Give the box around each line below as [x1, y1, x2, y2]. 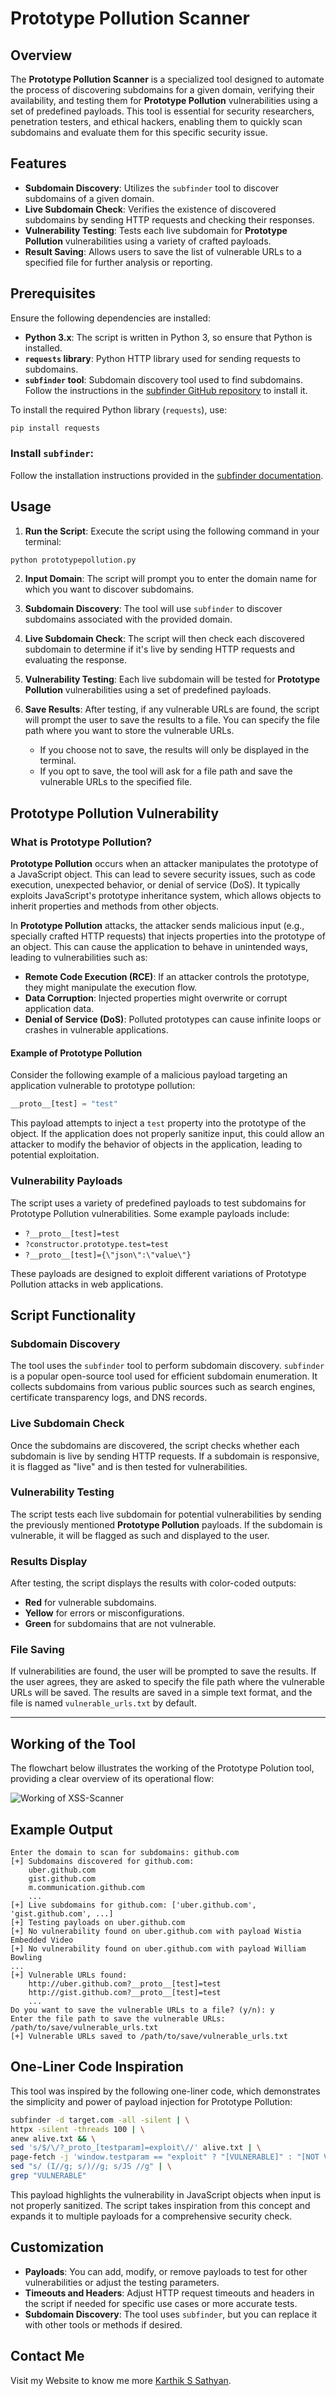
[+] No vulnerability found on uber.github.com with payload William [10, 1944, 307, 1954]
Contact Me [10, 2348, 85, 2365]
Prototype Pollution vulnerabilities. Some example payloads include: [10, 1207, 290, 1219]
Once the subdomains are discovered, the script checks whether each [10, 1439, 300, 1451]
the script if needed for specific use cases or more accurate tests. [24, 2297, 298, 2309]
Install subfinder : [10, 447, 95, 461]
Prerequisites [10, 285, 96, 302]
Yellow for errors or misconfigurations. [24, 1607, 185, 1619]
